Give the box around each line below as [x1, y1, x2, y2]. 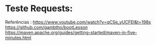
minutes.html [5, 35, 31, 41]
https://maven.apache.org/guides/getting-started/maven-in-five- [5, 29, 137, 35]
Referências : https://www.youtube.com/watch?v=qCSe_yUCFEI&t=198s [5, 19, 151, 25]
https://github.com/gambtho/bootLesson [5, 24, 88, 30]
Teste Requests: [5, 3, 73, 14]
